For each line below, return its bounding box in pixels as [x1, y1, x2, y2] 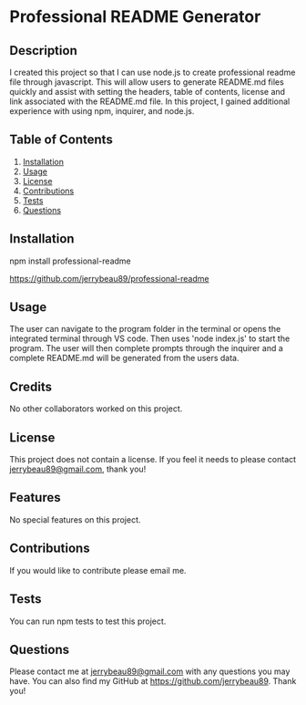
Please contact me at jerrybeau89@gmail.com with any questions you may [9, 666, 291, 677]
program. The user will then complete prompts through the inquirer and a [9, 343, 284, 354]
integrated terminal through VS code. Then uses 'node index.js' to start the [9, 333, 291, 344]
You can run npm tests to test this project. [9, 616, 167, 627]
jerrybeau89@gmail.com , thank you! [9, 463, 147, 475]
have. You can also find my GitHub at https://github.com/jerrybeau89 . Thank [9, 676, 297, 687]
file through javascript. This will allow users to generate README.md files [9, 77, 284, 88]
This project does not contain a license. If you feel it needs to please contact [9, 454, 297, 465]
